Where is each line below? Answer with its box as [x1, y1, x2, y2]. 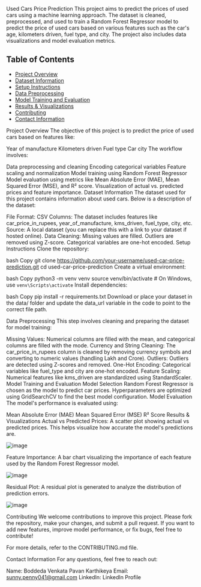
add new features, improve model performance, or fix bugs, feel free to [6, 526, 182, 533]
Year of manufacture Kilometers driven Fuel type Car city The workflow [6, 144, 183, 152]
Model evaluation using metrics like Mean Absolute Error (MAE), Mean [6, 176, 180, 183]
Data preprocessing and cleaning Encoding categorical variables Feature [6, 163, 187, 170]
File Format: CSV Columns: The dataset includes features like [6, 213, 158, 220]
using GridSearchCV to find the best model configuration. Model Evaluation [6, 393, 193, 400]
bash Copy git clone [6, 256, 56, 264]
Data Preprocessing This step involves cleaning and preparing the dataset [6, 317, 189, 325]
